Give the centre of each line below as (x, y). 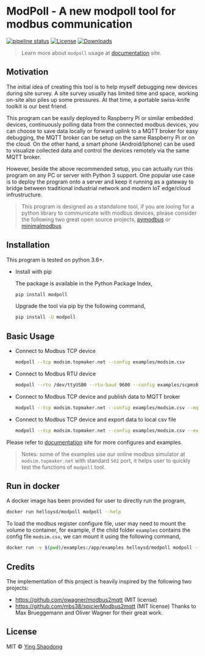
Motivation (27, 72)
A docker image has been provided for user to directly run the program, (96, 501)
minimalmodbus (41, 226)
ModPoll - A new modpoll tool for (91, 11)
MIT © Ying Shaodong (34, 646)
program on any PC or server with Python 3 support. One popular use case (101, 175)
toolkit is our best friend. (37, 106)
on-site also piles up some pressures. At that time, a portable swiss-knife (98, 99)
